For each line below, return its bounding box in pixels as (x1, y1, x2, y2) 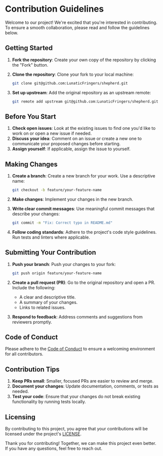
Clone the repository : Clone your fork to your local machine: (12, 71, 134, 77)
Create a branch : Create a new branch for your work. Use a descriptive (12, 173, 156, 179)
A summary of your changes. (19, 299, 78, 305)
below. (5, 30, 18, 35)
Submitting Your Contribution (5, 248, 96, 257)
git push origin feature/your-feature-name (12, 271, 102, 276)
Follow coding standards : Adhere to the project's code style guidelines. (12, 229, 157, 235)
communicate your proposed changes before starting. (12, 141, 121, 147)
